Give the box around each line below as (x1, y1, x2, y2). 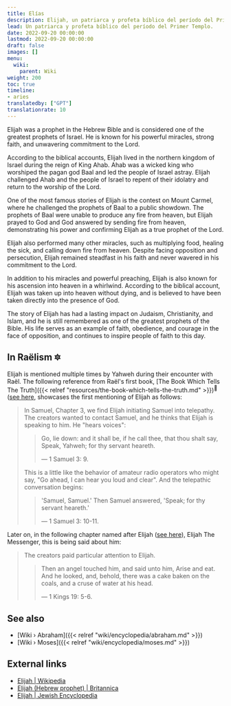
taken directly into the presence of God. (7, 296, 120, 304)
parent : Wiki (19, 68, 57, 75)
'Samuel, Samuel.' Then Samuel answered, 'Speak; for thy (41, 496, 206, 504)
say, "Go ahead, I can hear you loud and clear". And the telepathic (23, 475, 211, 484)
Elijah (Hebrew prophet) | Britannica (16, 684, 119, 692)
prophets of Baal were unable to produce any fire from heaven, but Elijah (7, 210, 213, 219)
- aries (7, 94, 30, 101)
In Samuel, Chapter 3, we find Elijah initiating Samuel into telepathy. (23, 406, 215, 415)
